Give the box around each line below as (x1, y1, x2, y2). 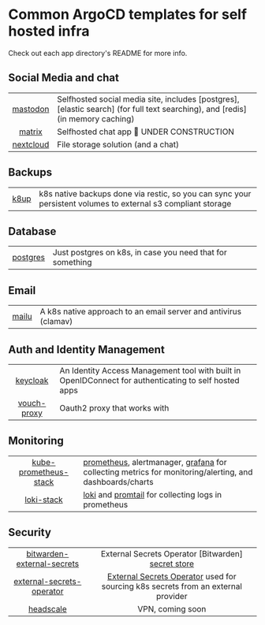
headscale (28, 603, 67, 614)
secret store (149, 558, 195, 569)
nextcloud (12, 139, 50, 150)
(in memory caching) (56, 113, 135, 124)
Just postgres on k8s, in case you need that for (52, 247, 227, 258)
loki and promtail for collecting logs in (82, 489, 222, 500)
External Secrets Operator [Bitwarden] (100, 548, 243, 559)
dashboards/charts (82, 476, 154, 487)
